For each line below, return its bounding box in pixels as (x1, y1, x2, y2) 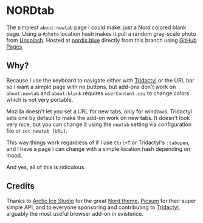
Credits (6, 181, 35, 191)
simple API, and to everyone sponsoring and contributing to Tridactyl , (6, 204, 181, 211)
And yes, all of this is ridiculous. (6, 163, 86, 170)
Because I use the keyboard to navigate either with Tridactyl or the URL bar (6, 76, 194, 84)
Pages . (6, 43, 24, 50)
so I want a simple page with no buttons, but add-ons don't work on (6, 83, 176, 90)
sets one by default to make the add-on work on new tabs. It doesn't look (6, 114, 190, 121)
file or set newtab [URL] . (6, 127, 68, 134)
